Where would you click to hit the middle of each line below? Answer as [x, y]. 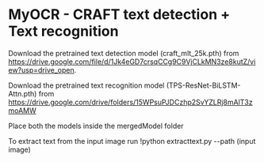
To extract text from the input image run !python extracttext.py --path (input [132, 141]
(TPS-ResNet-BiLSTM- [203, 85]
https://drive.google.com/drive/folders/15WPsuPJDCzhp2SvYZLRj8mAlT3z [130, 102]
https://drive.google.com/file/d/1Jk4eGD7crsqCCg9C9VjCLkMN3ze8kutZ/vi [132, 62]
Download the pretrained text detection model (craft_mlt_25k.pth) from [124, 53]
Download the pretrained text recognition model [86, 85]
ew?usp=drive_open [41, 70]
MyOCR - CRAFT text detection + [119, 15]
